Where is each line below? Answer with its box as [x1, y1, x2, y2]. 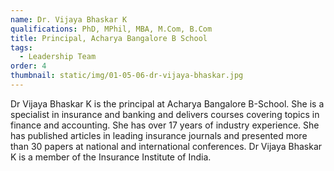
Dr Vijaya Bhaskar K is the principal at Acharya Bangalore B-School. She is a [10, 97, 325, 110]
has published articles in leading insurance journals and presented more [10, 129, 308, 141]
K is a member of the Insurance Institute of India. [10, 151, 212, 163]
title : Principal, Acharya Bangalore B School [10, 33, 208, 43]
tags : [10, 42, 33, 53]
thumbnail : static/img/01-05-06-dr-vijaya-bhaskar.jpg [10, 71, 244, 81]
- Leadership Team [19, 52, 97, 62]
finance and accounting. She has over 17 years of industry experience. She [10, 119, 320, 131]
